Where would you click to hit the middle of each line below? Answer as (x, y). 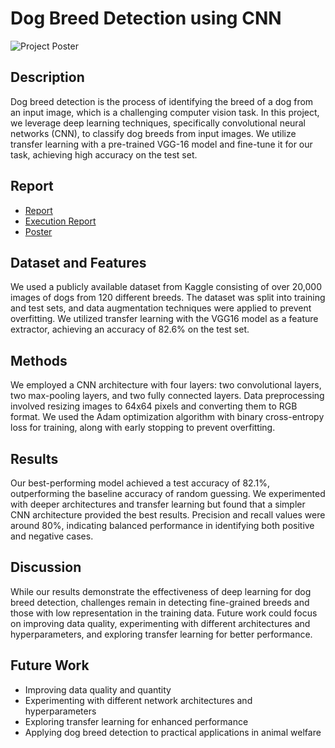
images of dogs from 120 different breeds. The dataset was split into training (168, 298)
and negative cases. (52, 536)
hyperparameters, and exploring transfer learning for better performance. (161, 634)
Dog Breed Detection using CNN (146, 18)
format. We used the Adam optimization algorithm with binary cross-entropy (167, 417)
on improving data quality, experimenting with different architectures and (160, 623)
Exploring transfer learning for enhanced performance (136, 721)
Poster (38, 231)
